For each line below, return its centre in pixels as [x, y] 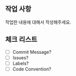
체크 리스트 [21, 40]
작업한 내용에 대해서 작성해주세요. [38, 22]
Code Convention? [32, 69]
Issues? [20, 57]
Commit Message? [32, 52]
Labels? [21, 63]
